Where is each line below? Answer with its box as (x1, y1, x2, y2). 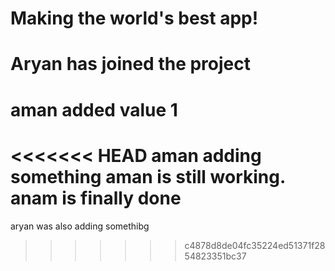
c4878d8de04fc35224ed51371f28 (184, 239, 326, 251)
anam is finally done (10, 187, 182, 209)
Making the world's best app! (10, 7, 259, 30)
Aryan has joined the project (10, 53, 251, 76)
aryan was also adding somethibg (10, 220, 150, 232)
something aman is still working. (10, 165, 286, 188)
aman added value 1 (10, 98, 178, 121)
